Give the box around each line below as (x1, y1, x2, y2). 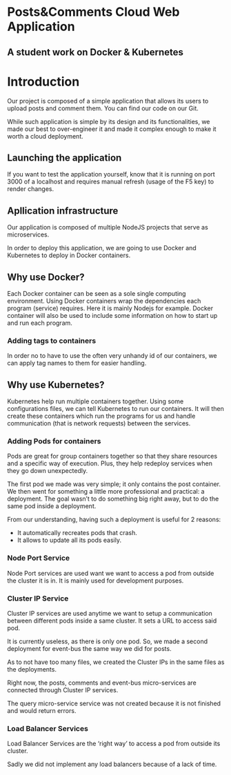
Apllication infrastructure (7, 205, 119, 217)
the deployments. (7, 665, 57, 673)
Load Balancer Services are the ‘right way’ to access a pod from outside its (7, 739, 221, 748)
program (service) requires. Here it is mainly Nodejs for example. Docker (7, 304, 214, 312)
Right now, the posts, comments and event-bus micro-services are (7, 678, 197, 687)
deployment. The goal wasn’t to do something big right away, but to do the (7, 494, 219, 503)
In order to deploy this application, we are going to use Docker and (7, 244, 197, 252)
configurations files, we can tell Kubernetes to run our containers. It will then (7, 405, 224, 413)
